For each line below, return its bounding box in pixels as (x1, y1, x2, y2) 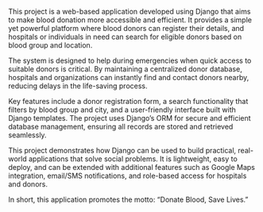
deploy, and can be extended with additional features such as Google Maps (8, 163, 256, 172)
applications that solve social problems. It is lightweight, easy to (28, 154, 238, 164)
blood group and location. (8, 40, 93, 50)
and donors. (8, 179, 48, 189)
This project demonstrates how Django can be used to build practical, (8, 146, 237, 155)
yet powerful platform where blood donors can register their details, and (8, 24, 245, 33)
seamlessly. (8, 130, 47, 140)
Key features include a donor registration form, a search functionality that (8, 97, 249, 106)
